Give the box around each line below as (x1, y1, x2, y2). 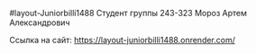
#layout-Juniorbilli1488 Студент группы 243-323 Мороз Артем (9, 8, 248, 18)
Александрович (9, 17, 70, 28)
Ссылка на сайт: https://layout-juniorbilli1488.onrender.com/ (9, 35, 236, 45)
